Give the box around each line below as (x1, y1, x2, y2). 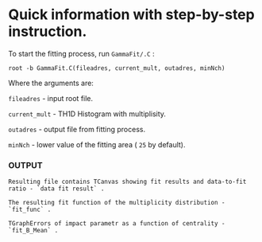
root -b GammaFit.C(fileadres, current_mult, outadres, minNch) (8, 64, 225, 72)
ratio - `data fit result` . (8, 185, 105, 193)
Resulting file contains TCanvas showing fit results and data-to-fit (8, 178, 247, 186)
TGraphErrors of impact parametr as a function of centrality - (8, 220, 225, 228)
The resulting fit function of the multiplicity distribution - (8, 199, 225, 207)
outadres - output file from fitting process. (8, 124, 145, 134)
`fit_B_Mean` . (8, 227, 59, 235)
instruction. (8, 22, 87, 41)
